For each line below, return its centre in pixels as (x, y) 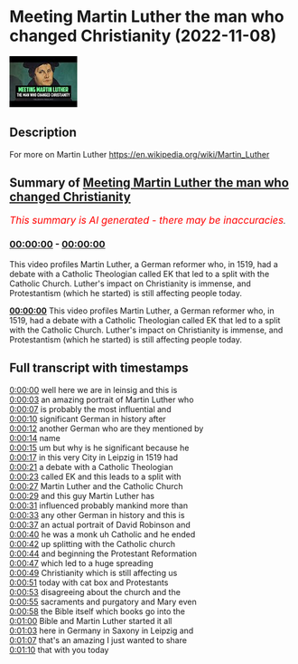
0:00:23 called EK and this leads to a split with (96, 476)
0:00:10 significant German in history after (88, 419)
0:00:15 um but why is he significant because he (99, 447)
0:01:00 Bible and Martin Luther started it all (91, 621)
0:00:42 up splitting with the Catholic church (93, 544)
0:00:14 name (35, 438)
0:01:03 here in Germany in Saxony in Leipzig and (102, 630)
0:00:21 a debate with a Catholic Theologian (91, 467)
